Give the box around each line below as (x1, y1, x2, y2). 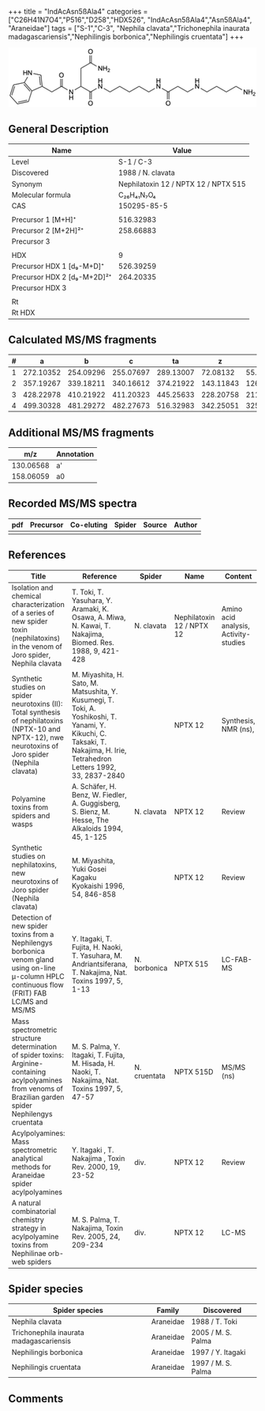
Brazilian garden (11, 1092, 65, 1102)
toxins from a (11, 930, 54, 939)
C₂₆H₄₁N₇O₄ (118, 190, 156, 199)
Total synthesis (11, 707, 61, 717)
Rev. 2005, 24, (72, 1232, 121, 1242)
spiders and (11, 811, 50, 821)
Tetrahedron (72, 753, 112, 763)
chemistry (11, 1215, 45, 1225)
